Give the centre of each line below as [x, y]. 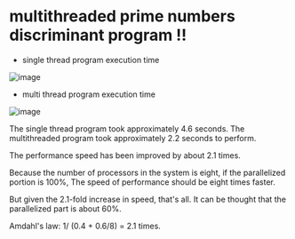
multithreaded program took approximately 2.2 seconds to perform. [133, 138]
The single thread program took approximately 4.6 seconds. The [127, 128]
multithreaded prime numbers [122, 16]
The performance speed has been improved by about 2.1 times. [125, 155]
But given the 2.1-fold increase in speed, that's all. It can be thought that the [148, 199]
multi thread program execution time [88, 94]
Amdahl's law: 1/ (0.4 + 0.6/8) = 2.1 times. [85, 226]
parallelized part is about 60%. [65, 208]
